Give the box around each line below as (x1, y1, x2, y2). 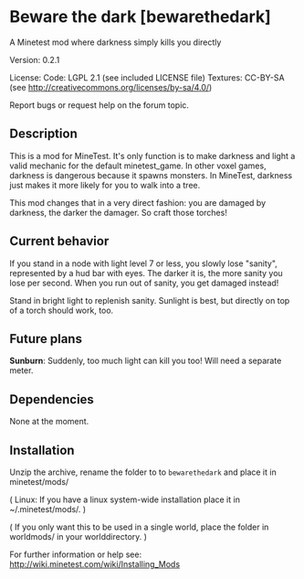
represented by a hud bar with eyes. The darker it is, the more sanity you (9, 267, 283, 278)
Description (9, 126, 78, 142)
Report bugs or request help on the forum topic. (9, 99, 190, 111)
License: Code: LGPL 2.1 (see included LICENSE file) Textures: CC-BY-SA (9, 71, 285, 83)
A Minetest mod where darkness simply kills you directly (9, 37, 222, 48)
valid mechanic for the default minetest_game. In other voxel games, (9, 160, 267, 171)
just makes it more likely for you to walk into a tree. (9, 179, 201, 190)
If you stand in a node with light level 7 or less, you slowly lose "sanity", (9, 258, 278, 269)
